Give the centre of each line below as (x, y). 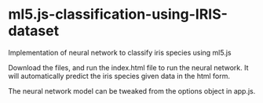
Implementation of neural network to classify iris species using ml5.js (120, 52)
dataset (34, 31)
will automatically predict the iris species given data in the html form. (119, 76)
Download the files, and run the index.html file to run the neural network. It (128, 67)
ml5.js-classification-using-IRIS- (118, 14)
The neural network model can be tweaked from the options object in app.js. (132, 91)
